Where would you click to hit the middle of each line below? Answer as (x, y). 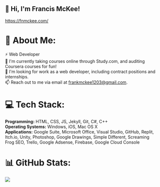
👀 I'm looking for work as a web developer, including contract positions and (80, 72)
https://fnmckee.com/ (27, 20)
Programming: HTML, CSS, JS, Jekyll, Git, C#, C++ (56, 121)
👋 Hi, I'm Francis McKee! (43, 9)
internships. (17, 76)
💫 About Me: (31, 40)
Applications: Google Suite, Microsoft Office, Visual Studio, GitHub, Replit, (80, 131)
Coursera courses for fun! (31, 66)
